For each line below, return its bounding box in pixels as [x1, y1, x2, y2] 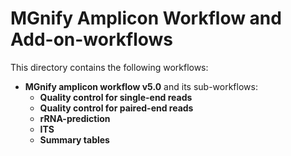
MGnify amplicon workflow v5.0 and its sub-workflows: [24, 80, 258, 92]
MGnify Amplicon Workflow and [10, 7, 282, 30]
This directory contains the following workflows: [10, 61, 209, 73]
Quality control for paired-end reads [39, 102, 194, 114]
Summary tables [39, 133, 110, 146]
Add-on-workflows [10, 28, 174, 51]
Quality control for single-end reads [39, 91, 193, 103]
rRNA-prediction [39, 112, 111, 124]
